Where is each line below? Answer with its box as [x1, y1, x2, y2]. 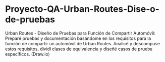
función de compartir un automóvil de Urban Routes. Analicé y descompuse [5, 40, 160, 46]
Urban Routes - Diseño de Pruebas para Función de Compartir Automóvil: [5, 30, 155, 36]
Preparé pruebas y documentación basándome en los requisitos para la [5, 35, 151, 41]
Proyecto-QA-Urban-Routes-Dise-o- [5, 3, 160, 15]
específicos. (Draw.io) [5, 51, 50, 57]
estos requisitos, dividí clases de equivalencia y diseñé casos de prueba [5, 46, 153, 52]
